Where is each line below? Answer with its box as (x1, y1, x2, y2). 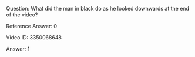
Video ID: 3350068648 (6, 34, 62, 41)
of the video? (6, 11, 38, 18)
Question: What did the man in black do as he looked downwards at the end (6, 5, 190, 12)
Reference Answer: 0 (6, 23, 58, 29)
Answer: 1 (6, 45, 30, 52)
